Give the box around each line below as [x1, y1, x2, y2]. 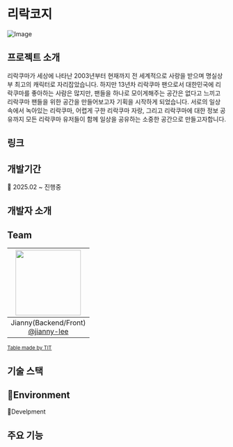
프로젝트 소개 [7, 51, 61, 63]
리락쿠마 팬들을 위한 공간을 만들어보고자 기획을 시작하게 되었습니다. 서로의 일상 [7, 97, 221, 106]
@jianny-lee [27, 327, 69, 336]
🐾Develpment [7, 407, 47, 416]
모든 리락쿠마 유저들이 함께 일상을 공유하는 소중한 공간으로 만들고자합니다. [25, 115, 227, 123]
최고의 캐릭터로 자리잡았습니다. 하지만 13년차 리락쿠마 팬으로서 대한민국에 [14, 80, 214, 88]
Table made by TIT [7, 345, 52, 352]
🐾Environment [7, 389, 70, 400]
